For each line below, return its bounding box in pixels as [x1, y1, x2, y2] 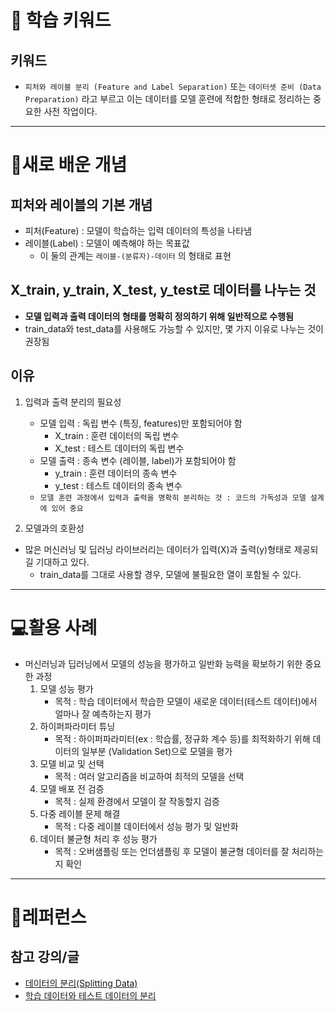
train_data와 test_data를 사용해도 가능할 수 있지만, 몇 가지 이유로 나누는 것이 [24, 322, 324, 335]
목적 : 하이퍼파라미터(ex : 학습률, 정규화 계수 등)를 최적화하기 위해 [54, 732, 311, 745]
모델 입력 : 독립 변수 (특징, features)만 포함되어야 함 [39, 417, 243, 429]
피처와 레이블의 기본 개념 [10, 196, 153, 213]
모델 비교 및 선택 [39, 757, 105, 770]
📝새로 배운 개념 [10, 154, 128, 176]
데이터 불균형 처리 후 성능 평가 [39, 832, 158, 845]
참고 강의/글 [10, 949, 80, 966]
